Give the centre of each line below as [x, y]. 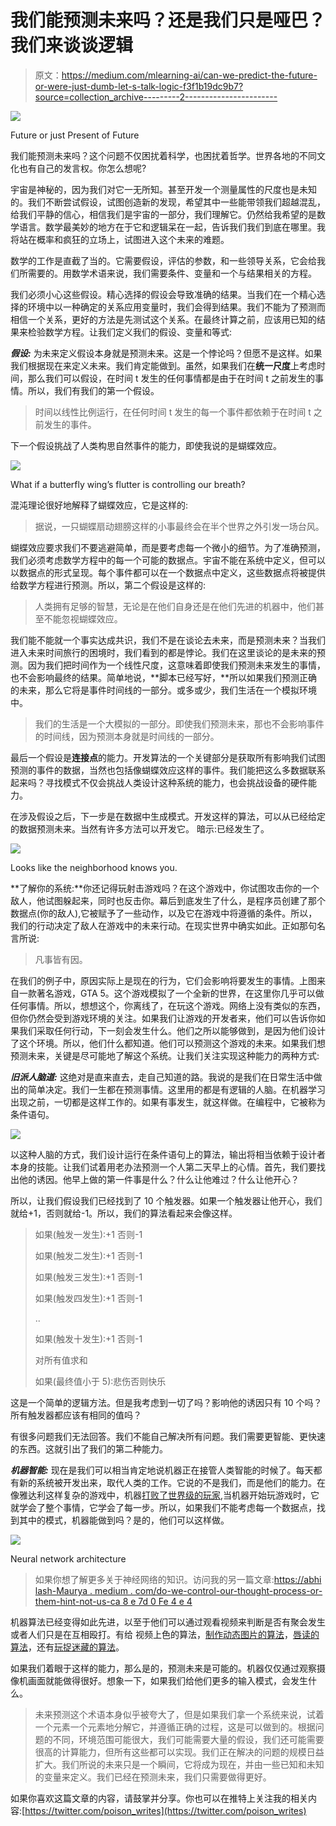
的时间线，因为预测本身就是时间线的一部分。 [127, 736]
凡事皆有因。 [61, 959]
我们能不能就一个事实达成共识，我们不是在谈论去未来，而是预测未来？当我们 [168, 640]
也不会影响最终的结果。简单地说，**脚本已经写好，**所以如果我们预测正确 [164, 677]
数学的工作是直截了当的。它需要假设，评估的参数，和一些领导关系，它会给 [163, 260]
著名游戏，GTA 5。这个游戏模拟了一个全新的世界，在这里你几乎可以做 [180, 993]
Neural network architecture [68, 1558]
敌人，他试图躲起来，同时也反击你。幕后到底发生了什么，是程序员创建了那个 [168, 900]
